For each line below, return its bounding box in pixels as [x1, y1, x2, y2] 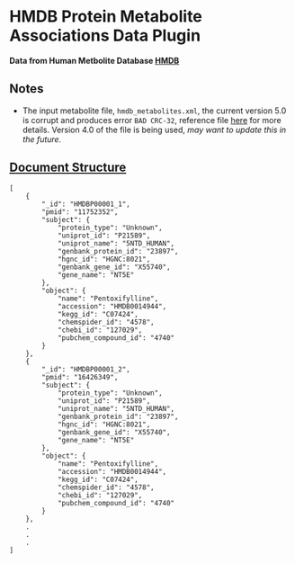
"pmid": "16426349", [41, 372, 119, 381]
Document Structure [9, 160, 127, 175]
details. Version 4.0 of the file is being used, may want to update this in [22, 124, 287, 135]
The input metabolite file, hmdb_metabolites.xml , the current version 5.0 [22, 105, 287, 116]
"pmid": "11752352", [41, 207, 119, 217]
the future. [22, 133, 62, 145]
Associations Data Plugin [9, 25, 201, 46]
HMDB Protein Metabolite [9, 6, 202, 27]
